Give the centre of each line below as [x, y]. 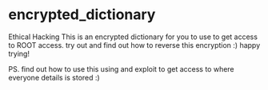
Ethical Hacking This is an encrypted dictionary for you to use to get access [133, 37]
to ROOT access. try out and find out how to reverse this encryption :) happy [134, 45]
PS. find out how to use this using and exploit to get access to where [121, 68]
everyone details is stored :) [54, 77]
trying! [19, 53]
